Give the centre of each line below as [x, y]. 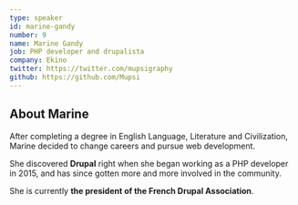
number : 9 [28, 35]
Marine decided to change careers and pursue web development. [133, 146]
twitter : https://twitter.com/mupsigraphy [91, 69]
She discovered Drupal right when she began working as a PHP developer [149, 163]
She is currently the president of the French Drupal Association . [132, 190]
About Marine [49, 114]
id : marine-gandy [42, 26]
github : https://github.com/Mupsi [75, 77]
